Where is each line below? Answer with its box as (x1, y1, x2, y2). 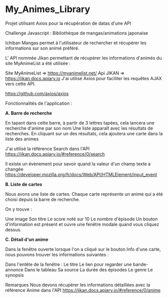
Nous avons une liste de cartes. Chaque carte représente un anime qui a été (5, 191, 163, 197)
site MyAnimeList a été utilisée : (5, 60, 71, 66)
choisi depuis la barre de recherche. (5, 196, 80, 202)
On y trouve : (5, 206, 32, 212)
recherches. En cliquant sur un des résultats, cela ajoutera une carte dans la (5, 130, 163, 137)
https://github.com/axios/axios (5, 90, 69, 96)
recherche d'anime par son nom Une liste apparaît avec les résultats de (5, 125, 153, 131)
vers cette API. (5, 81, 36, 87)
